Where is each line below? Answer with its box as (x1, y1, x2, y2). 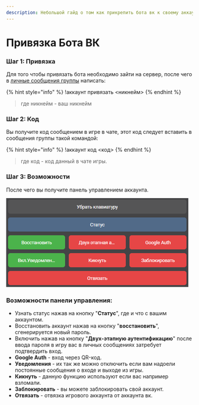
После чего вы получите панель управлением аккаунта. (6, 186, 149, 193)
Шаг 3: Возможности (6, 172, 70, 181)
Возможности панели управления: (6, 296, 113, 304)
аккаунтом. (14, 316, 44, 323)
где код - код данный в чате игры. (20, 158, 108, 165)
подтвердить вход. (14, 348, 63, 354)
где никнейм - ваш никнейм (20, 100, 92, 107)
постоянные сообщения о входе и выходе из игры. (14, 366, 144, 373)
